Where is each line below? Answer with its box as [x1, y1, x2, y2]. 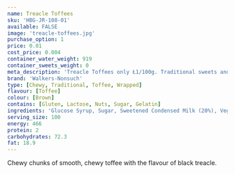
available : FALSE [7, 23, 58, 30]
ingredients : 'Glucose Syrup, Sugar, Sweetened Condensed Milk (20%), [7, 107, 218, 114]
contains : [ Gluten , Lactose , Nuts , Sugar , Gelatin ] [7, 101, 161, 108]
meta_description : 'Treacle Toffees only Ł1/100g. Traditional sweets [7, 68, 218, 75]
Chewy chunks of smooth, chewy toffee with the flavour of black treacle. [7, 159, 217, 167]
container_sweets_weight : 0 [7, 62, 90, 69]
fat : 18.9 [7, 140, 36, 147]
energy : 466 [7, 120, 42, 127]
